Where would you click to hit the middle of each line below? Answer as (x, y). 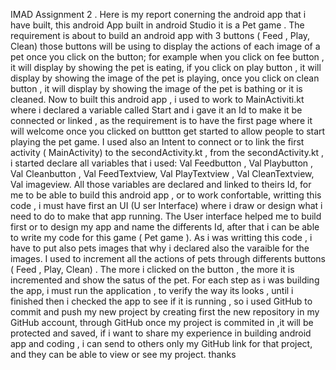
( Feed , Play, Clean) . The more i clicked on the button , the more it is (152, 269)
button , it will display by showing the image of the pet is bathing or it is (156, 88)
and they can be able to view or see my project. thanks (123, 354)
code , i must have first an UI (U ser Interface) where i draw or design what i (166, 205)
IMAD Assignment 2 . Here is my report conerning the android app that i (158, 14)
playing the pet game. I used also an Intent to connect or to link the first (157, 142)
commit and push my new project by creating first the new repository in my (165, 312)
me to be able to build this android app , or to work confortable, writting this (166, 195)
